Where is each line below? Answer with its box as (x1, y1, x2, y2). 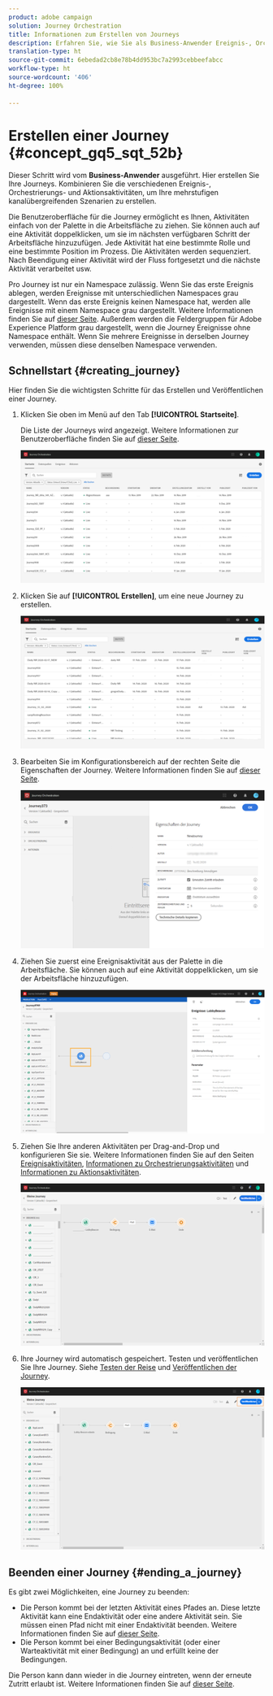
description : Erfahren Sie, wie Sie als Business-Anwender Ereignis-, (8, 39, 253, 47)
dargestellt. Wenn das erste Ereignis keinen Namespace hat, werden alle (8, 297, 251, 307)
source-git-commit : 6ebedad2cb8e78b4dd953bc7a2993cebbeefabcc (8, 56, 223, 64)
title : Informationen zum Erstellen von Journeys (8, 30, 180, 38)
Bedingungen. (19, 1655, 67, 1664)
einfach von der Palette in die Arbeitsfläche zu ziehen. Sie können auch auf (8, 220, 260, 231)
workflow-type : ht (8, 65, 71, 73)
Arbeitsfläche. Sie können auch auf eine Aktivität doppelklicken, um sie (19, 964, 258, 975)
